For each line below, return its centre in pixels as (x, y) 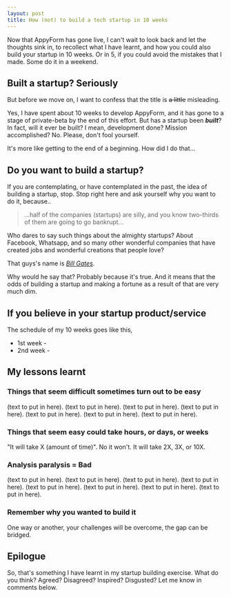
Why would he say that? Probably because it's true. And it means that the (111, 277)
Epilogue (27, 556)
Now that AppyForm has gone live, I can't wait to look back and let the (107, 39)
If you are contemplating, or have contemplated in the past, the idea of (107, 187)
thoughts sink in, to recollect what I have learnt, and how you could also (109, 47)
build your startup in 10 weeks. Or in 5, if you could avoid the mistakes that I (114, 54)
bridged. (19, 534)
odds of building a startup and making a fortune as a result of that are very (113, 284)
